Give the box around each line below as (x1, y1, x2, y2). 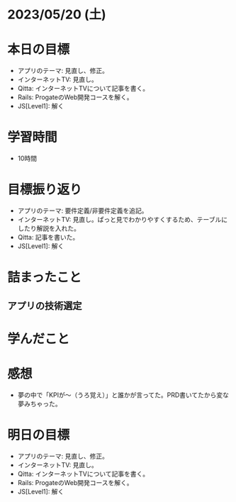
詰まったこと (7, 269, 82, 286)
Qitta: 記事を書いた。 (17, 233, 79, 241)
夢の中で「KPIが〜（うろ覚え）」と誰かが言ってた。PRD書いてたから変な (17, 391, 229, 399)
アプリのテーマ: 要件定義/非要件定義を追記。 (17, 206, 148, 215)
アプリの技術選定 (7, 299, 82, 312)
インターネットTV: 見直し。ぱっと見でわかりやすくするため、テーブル (17, 216, 222, 223)
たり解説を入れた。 (23, 224, 80, 233)
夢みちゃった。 (17, 399, 62, 408)
